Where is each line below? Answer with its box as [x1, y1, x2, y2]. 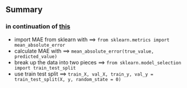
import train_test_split [14, 65, 76, 71]
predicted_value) [14, 53, 58, 60]
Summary [5, 5, 43, 15]
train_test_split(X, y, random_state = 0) [14, 76, 121, 82]
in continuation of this [5, 22, 71, 31]
